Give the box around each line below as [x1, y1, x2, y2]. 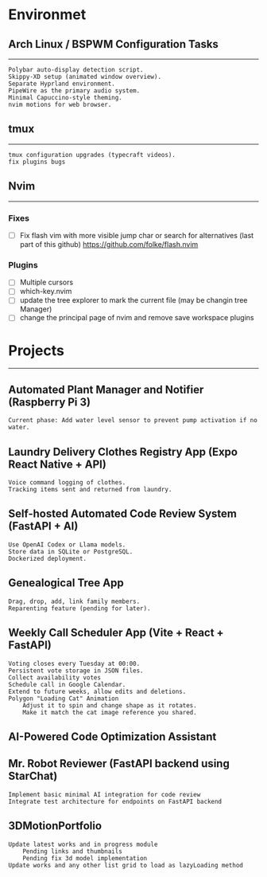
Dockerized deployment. [8, 554, 87, 562]
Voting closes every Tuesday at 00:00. [8, 660, 141, 668]
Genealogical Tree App [8, 576, 125, 590]
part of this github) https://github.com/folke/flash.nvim [19, 239, 199, 249]
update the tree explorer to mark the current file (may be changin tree [19, 296, 248, 305]
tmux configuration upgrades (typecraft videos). [8, 151, 176, 159]
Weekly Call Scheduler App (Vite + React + [8, 626, 224, 640]
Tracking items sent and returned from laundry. [8, 486, 172, 494]
